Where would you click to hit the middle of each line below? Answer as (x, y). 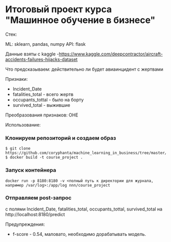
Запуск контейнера (31, 170)
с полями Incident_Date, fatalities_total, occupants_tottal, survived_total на (84, 209)
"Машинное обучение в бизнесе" (80, 20)
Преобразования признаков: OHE (42, 115)
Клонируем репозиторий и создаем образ (61, 138)
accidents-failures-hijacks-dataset (41, 59)
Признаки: (17, 79)
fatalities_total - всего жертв (43, 94)
